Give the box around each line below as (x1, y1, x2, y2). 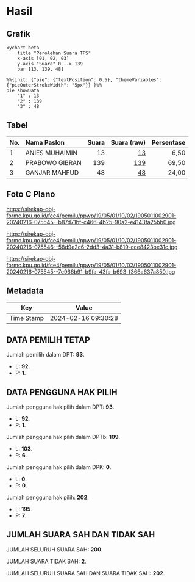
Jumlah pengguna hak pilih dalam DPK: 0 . (6, 464, 112, 471)
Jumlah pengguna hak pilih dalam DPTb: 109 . (6, 434, 121, 441)
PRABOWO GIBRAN (25, 158, 82, 167)
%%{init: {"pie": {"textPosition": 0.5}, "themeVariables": (6, 77, 163, 83)
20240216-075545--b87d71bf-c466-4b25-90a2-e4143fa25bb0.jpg (6, 218, 176, 225)
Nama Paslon (25, 138, 65, 147)
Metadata (6, 286, 44, 296)
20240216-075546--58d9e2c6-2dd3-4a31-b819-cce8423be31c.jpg (6, 243, 178, 250)
